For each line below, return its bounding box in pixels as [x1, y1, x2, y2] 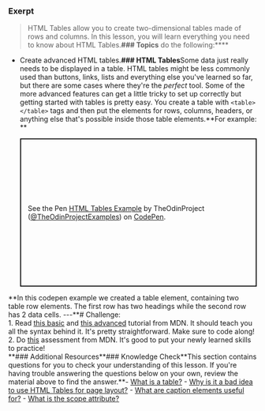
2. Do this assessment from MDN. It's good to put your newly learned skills [8, 335, 252, 345]
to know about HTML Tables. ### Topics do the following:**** [27, 40, 229, 50]
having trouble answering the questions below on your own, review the [8, 369, 239, 379]
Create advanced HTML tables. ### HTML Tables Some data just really [19, 55, 248, 65]
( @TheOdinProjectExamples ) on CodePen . [27, 212, 166, 222]
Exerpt [8, 6, 34, 17]
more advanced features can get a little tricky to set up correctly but [19, 89, 242, 99]
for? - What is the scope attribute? [8, 394, 120, 404]
